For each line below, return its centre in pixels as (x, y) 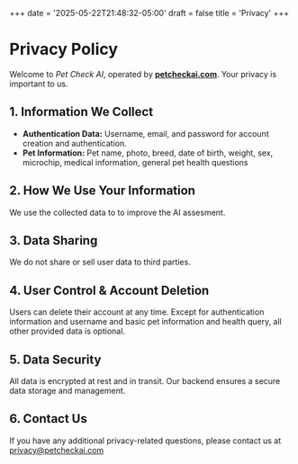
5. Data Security (55, 359)
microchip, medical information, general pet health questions (135, 162)
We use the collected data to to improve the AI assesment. (117, 212)
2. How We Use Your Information (103, 191)
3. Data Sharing (54, 241)
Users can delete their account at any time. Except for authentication (137, 312)
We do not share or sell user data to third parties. (100, 262)
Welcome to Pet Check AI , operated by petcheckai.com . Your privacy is (143, 74)
